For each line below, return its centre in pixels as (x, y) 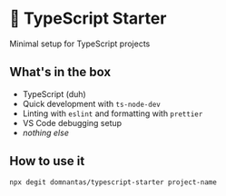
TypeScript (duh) (54, 93)
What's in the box (60, 72)
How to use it (47, 161)
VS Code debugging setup (72, 122)
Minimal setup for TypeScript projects (80, 44)
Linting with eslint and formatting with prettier (113, 113)
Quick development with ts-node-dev (91, 103)
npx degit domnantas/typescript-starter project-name (113, 182)
